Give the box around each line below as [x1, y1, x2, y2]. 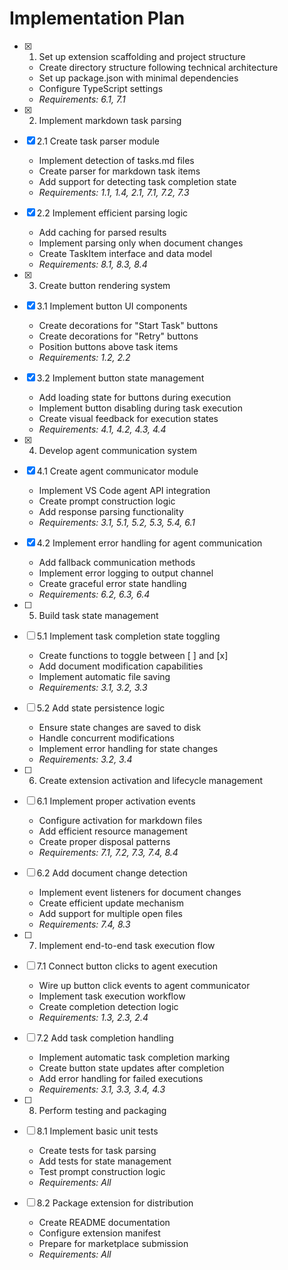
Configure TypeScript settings [38, 82, 164, 94]
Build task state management [38, 609, 159, 621]
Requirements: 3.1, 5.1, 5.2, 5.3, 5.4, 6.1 [38, 516, 196, 528]
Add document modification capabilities [38, 660, 204, 672]
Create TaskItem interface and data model [38, 247, 213, 259]
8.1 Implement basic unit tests [36, 1125, 159, 1137]
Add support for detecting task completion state [38, 175, 237, 187]
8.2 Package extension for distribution [36, 1197, 194, 1209]
